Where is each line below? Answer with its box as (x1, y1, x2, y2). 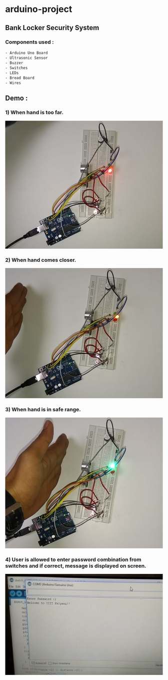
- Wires (5, 80, 21, 86)
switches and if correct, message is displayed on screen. (5, 562, 146, 569)
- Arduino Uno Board (5, 50, 48, 56)
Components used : (5, 39, 54, 46)
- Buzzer (5, 60, 23, 66)
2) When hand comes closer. (5, 256, 76, 263)
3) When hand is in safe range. (5, 406, 81, 413)
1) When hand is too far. (5, 109, 64, 116)
